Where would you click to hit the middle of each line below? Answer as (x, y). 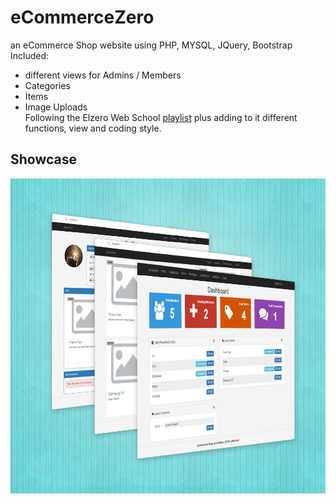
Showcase (44, 159)
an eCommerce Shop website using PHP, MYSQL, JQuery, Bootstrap (151, 45)
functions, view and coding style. (93, 128)
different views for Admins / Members (103, 75)
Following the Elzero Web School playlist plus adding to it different (161, 117)
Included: (30, 55)
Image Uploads (56, 107)
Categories (47, 85)
